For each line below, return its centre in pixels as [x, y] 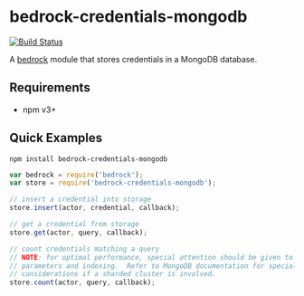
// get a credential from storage [75, 224]
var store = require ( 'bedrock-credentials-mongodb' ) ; [113, 183]
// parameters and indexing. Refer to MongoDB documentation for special [153, 266]
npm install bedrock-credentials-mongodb [89, 159]
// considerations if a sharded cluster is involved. [113, 274]
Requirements [50, 88]
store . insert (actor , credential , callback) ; [95, 208]
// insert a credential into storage [81, 200]
